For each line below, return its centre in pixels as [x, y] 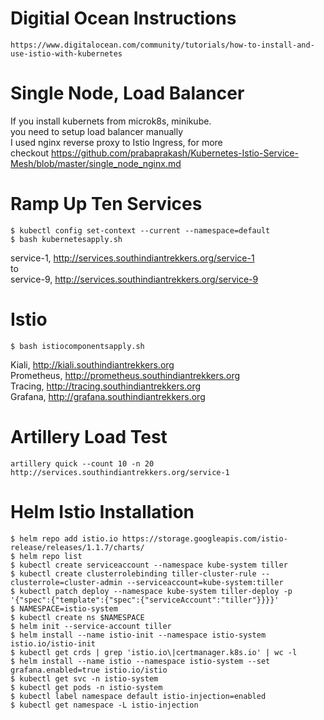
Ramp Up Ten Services [106, 204]
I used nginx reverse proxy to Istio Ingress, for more [116, 142]
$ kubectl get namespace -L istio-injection [104, 705]
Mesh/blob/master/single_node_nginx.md [96, 163]
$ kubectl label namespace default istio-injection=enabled [138, 696]
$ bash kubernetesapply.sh [66, 239]
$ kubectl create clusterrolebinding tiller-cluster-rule [133, 573]
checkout [30, 153]
